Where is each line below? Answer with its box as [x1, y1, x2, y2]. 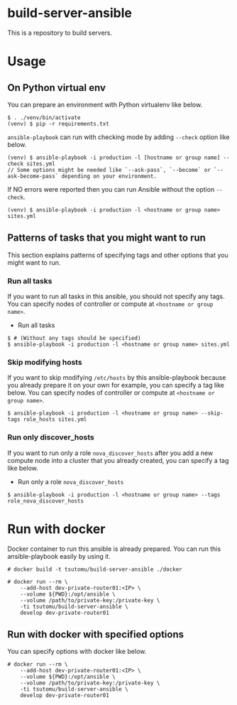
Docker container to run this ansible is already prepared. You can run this [7, 545, 221, 553]
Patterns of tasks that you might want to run [7, 232, 206, 244]
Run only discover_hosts [7, 432, 94, 442]
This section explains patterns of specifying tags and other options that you [7, 251, 228, 259]
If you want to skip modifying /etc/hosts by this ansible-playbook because [7, 373, 226, 382]
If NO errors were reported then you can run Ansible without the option [7, 185, 215, 193]
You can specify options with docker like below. [7, 647, 147, 656]
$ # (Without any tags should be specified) [7, 335, 141, 342]
